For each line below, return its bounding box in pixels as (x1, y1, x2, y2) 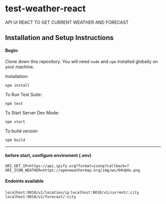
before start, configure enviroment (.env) (5, 153, 92, 159)
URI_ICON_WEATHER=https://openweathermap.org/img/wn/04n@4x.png (5, 167, 140, 173)
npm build (5, 137, 26, 142)
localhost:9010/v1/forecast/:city (5, 194, 77, 199)
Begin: (5, 47, 19, 53)
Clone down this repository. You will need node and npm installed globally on (5, 58, 158, 64)
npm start (5, 119, 26, 124)
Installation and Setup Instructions (5, 34, 114, 42)
